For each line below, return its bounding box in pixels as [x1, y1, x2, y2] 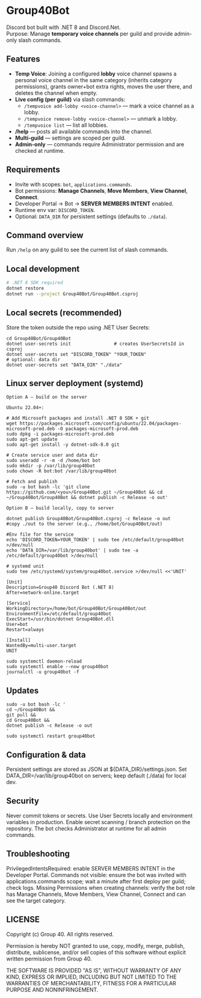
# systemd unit [6, 563, 45, 570]
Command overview [6, 230, 84, 240]
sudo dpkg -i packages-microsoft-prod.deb [6, 431, 114, 437]
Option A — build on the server [6, 394, 87, 401]
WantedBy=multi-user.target [6, 643, 77, 649]
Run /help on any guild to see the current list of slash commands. [6, 246, 169, 254]
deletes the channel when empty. [14, 89, 98, 97]
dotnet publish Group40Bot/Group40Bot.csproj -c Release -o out [6, 516, 171, 522]
